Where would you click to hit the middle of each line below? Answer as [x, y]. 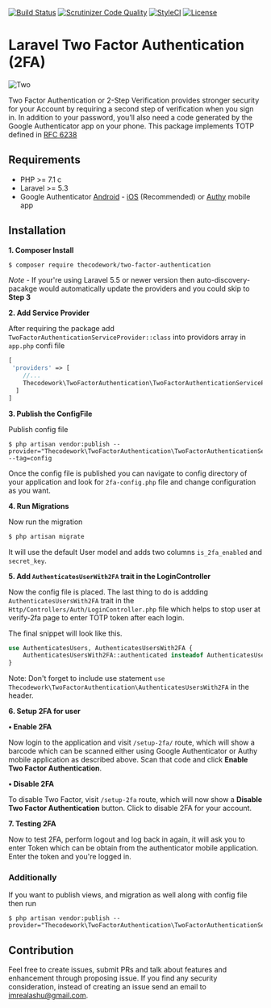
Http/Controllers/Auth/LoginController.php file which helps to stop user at [134, 609]
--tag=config [30, 458]
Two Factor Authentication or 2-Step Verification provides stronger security [134, 100]
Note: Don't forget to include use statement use [87, 678]
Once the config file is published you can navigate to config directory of [128, 473]
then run [23, 904]
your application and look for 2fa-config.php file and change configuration [132, 481]
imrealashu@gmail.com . [48, 995]
